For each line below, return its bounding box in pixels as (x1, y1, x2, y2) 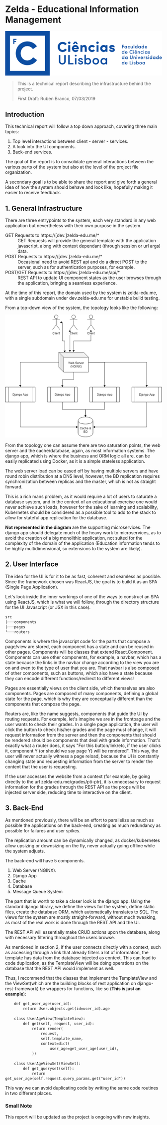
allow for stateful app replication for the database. (5, 514, 108, 520)
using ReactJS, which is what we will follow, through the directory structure (5, 599, 160, 605)
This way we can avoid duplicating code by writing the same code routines (5, 1085, 159, 1091)
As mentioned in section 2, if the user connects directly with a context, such (5, 944, 161, 950)
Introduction (5, 110, 45, 118)
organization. (5, 169, 32, 175)
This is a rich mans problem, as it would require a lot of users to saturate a (5, 493, 157, 499)
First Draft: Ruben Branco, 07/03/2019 (17, 96, 96, 102)
